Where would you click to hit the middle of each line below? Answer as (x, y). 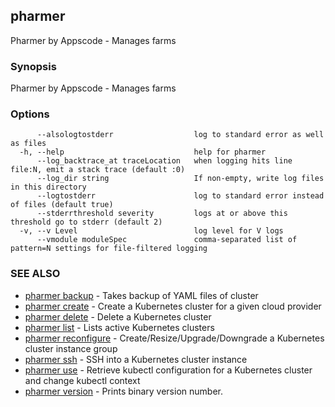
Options (30, 114)
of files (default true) (62, 205)
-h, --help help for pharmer (143, 152)
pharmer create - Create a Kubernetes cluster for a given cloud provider (173, 306)
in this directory (48, 187)
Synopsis (33, 66)
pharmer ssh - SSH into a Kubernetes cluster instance (136, 359)
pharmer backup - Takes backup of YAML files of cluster (141, 295)
